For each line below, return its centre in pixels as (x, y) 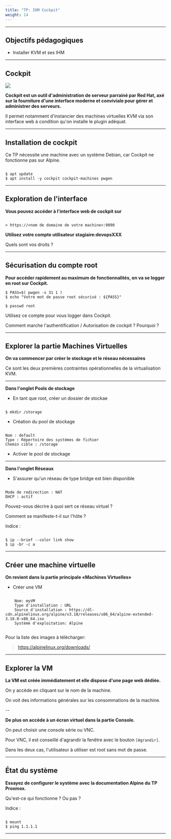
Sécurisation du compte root (51, 266)
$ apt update (19, 174)
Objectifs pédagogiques (44, 40)
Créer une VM (27, 587)
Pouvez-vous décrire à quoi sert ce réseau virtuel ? (59, 506)
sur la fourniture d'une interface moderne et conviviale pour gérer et (79, 101)
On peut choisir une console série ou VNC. (50, 730)
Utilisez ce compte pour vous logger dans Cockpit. (59, 315)
